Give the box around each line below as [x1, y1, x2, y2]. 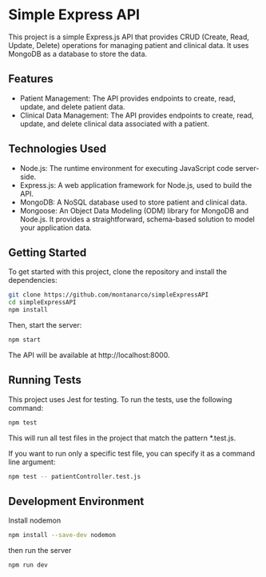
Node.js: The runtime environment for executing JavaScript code [19, 163, 234, 173]
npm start [8, 336, 42, 344]
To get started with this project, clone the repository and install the [8, 267, 228, 277]
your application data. [19, 222, 92, 233]
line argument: [8, 457, 56, 467]
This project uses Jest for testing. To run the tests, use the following [8, 394, 232, 404]
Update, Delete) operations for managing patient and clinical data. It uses [8, 40, 249, 50]
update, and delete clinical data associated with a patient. [19, 118, 210, 129]
